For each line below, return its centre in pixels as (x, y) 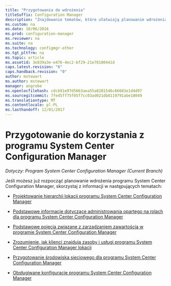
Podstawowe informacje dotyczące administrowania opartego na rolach (88, 211)
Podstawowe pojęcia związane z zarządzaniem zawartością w (78, 227)
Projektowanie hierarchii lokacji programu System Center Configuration (87, 196)
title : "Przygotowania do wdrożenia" (45, 10)
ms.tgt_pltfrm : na (25, 53)
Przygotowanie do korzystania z (75, 135)
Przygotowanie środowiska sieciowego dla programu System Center (84, 257)
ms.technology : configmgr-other (39, 48)
